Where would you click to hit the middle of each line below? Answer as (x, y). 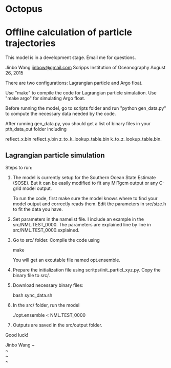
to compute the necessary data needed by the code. (61, 114)
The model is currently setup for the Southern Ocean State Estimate (84, 177)
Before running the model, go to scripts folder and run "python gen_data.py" (86, 108)
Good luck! (17, 335)
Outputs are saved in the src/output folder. (57, 325)
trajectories (30, 43)
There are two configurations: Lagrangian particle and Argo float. (74, 83)
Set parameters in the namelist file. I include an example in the (78, 219)
